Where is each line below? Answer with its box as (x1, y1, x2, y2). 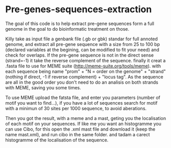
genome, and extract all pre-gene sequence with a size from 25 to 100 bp (5, 41, 160, 47)
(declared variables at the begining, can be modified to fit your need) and (5, 46, 159, 53)
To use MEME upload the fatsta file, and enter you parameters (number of (5, 94, 161, 101)
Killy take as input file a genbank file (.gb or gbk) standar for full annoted (5, 36, 158, 42)
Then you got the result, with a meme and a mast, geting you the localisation (5, 115, 166, 121)
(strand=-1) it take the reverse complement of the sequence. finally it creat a (5, 57, 166, 63)
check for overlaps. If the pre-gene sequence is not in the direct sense (5, 52, 154, 58)
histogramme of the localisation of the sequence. (5, 137, 109, 143)
